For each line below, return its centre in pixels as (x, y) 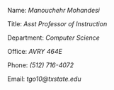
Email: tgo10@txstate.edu (44, 79)
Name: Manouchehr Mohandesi (54, 10)
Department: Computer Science (54, 38)
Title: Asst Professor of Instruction (57, 24)
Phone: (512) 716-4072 (41, 65)
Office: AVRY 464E (35, 51)
